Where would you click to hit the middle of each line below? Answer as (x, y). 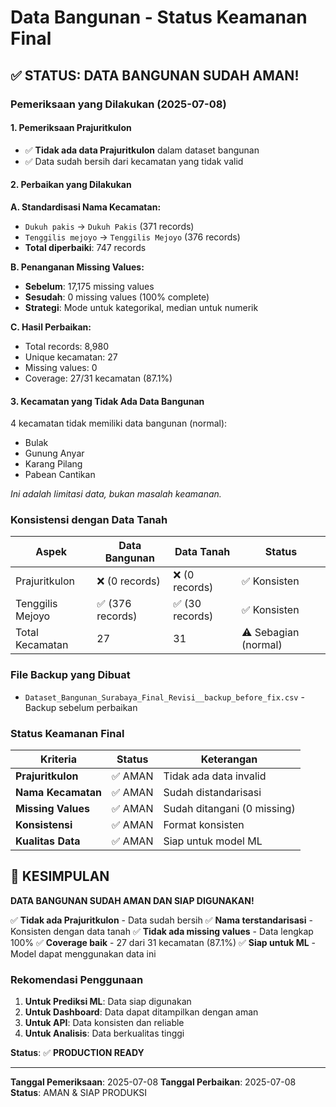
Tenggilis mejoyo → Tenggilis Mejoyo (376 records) (132, 237)
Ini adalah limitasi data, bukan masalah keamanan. (116, 494)
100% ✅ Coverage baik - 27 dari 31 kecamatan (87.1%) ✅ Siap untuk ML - (163, 942)
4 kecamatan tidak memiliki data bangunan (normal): (119, 423)
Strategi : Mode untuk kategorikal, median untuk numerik (141, 307)
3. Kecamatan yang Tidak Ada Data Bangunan (107, 401)
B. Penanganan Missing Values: (77, 267)
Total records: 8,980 (66, 346)
